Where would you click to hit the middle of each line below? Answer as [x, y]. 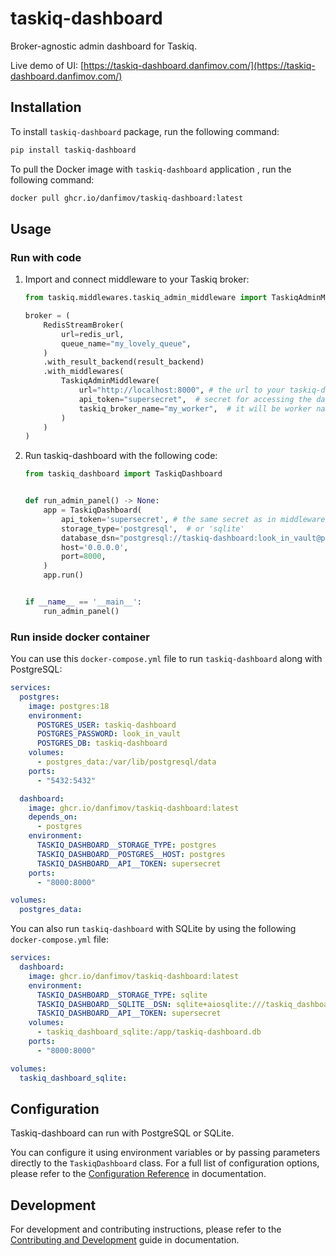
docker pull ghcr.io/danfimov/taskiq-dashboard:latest [127, 198]
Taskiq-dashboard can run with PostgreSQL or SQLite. [122, 1133]
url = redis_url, [93, 334]
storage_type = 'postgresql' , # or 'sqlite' [153, 528]
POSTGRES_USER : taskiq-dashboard [106, 725]
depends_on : [53, 817]
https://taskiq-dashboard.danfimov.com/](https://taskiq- [199, 65]
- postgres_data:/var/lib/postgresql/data [126, 762]
